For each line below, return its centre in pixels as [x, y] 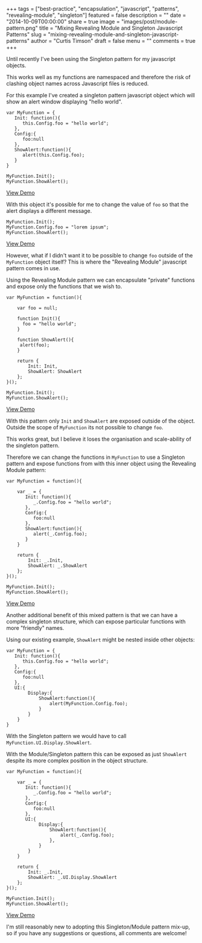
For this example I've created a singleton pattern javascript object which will [101, 95]
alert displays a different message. [49, 211]
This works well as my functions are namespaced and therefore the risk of [99, 77]
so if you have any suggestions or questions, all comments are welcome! [96, 933]
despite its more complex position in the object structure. [77, 760]
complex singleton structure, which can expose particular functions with [96, 621]
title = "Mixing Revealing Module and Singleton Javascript [111, 28]
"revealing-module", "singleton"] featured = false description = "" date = [96, 15]
